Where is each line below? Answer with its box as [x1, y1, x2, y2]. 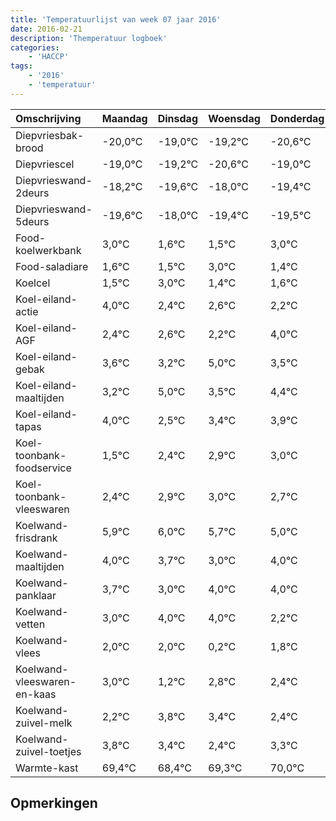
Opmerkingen [10, 795, 98, 812]
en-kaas [15, 687, 57, 701]
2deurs [15, 186, 50, 200]
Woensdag [208, 111, 261, 125]
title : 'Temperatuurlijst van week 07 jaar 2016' [10, 14, 222, 25]
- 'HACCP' [28, 52, 70, 62]
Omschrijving [15, 111, 82, 125]
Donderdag [269, 111, 325, 125]
